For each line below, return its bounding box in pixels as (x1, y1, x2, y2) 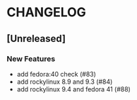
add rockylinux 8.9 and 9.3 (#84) (16, 77, 113, 86)
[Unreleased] (6, 33, 66, 45)
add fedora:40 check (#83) (16, 70, 97, 78)
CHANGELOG (6, 4, 86, 21)
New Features (6, 54, 56, 64)
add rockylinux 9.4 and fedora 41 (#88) (16, 84, 131, 93)
